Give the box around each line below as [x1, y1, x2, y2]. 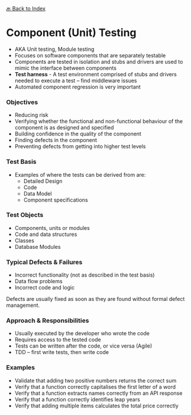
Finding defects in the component [14, 137, 98, 144]
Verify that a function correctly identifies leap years [14, 395, 140, 403]
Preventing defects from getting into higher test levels [14, 143, 146, 150]
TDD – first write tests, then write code [14, 349, 109, 356]
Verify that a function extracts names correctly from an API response [14, 390, 183, 397]
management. [6, 301, 40, 309]
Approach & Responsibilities [6, 316, 89, 325]
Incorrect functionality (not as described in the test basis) [14, 271, 155, 278]
